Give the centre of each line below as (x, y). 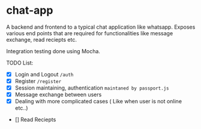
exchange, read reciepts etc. (41, 39)
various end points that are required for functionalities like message (90, 33)
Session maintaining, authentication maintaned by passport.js (92, 88)
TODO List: (20, 63)
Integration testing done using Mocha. (53, 51)
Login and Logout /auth (44, 74)
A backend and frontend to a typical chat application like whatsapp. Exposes (101, 27)
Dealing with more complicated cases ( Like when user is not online (98, 102)
